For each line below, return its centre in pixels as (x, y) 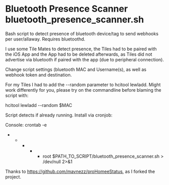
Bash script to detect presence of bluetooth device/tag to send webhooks (82, 33)
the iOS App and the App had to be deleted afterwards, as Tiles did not (79, 54)
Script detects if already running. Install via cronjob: (59, 115)
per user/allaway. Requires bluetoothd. (45, 39)
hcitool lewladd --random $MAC (39, 105)
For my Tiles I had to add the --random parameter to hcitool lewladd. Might (83, 85)
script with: (17, 95)
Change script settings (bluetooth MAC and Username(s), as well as (76, 69)
